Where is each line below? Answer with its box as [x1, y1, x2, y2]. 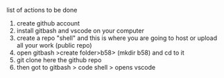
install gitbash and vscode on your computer [16, 27, 145, 35]
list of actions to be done [6, 6, 78, 14]
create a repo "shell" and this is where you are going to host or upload [16, 34, 218, 42]
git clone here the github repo [16, 56, 102, 64]
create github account [16, 19, 80, 27]
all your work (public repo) [16, 41, 92, 49]
